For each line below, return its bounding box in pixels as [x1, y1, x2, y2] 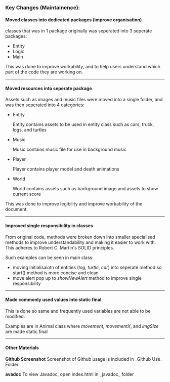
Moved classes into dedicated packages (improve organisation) [5, 17, 142, 23]
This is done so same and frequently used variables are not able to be [5, 308, 151, 314]
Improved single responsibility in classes [5, 222, 94, 229]
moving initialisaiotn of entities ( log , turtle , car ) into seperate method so [12, 264, 162, 270]
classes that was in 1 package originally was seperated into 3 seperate [5, 28, 152, 34]
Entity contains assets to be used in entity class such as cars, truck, [12, 121, 154, 128]
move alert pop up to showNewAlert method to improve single [12, 275, 142, 281]
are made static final [5, 328, 48, 334]
